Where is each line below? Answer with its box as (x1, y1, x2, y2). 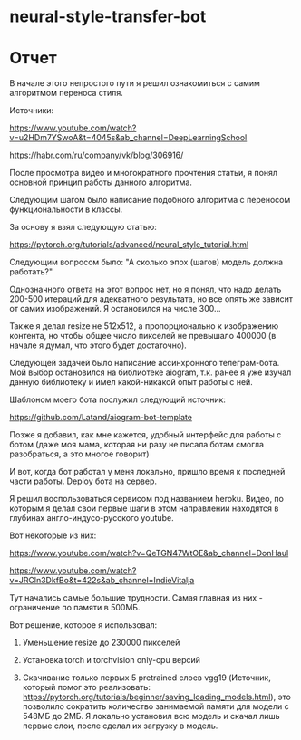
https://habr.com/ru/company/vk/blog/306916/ (9, 149, 184, 160)
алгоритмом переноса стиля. (9, 88, 124, 99)
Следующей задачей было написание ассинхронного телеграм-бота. (9, 358, 280, 369)
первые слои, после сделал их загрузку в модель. (22, 720, 218, 731)
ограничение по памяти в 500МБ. (9, 602, 141, 613)
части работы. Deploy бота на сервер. (9, 476, 157, 486)
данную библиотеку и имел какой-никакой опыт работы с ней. (9, 377, 254, 388)
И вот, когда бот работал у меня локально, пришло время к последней (9, 466, 286, 477)
